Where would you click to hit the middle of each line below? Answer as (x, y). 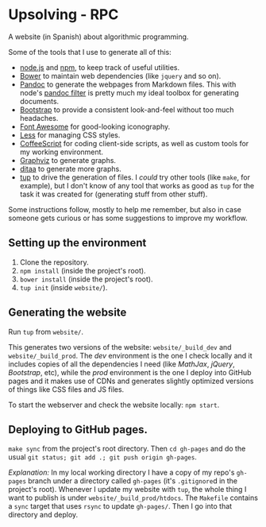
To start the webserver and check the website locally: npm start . (114, 405)
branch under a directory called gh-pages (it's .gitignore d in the (133, 481)
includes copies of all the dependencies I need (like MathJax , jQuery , (122, 364)
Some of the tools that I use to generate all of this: (90, 52)
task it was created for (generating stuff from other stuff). (114, 194)
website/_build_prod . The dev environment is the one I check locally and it (130, 355)
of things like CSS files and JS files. (66, 389)
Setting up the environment (77, 243)
